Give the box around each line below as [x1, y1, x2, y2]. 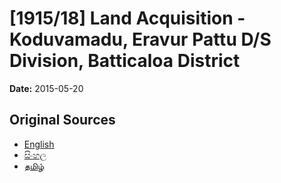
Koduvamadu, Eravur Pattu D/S [9, 28, 272, 51]
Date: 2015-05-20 [9, 82, 84, 94]
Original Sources [9, 112, 116, 129]
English [23, 138, 55, 150]
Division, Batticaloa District [9, 50, 241, 72]
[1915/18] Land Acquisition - [9, 7, 246, 30]
